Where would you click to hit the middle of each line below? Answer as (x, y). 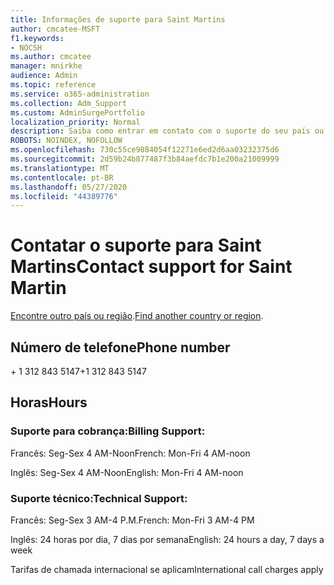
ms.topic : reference (53, 85)
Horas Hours (49, 402)
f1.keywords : (37, 38)
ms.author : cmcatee (51, 57)
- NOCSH (26, 47)
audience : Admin (44, 76)
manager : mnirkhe (46, 66)
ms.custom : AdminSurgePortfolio (77, 112)
